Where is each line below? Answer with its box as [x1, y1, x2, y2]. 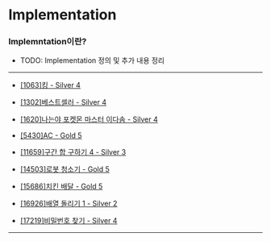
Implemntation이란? [8, 36, 87, 48]
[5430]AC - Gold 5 [19, 131, 82, 140]
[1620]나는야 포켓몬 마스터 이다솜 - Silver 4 [19, 114, 159, 124]
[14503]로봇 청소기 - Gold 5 [19, 164, 110, 174]
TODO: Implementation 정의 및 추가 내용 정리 [19, 56, 165, 65]
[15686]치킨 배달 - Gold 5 [19, 181, 103, 191]
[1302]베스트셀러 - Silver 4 [19, 98, 107, 107]
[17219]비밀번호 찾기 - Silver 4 [19, 216, 118, 226]
